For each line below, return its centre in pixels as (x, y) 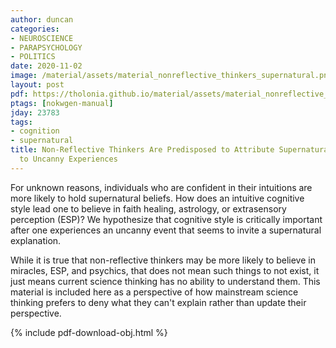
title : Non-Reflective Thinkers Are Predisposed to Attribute (142, 150)
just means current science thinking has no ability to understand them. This (165, 281)
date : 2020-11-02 (46, 66)
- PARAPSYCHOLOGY (46, 47)
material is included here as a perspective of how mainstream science (154, 292)
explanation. (36, 240)
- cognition (35, 131)
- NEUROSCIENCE (42, 38)
